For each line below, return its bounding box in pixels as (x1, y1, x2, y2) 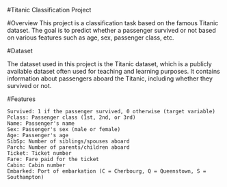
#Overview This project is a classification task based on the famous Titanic (7, 19, 219, 27)
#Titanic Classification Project (7, 6, 92, 14)
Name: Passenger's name (7, 120, 75, 127)
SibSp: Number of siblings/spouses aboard (7, 138, 130, 145)
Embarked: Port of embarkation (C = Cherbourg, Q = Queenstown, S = (7, 168, 206, 175)
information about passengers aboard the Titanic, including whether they (7, 74, 213, 83)
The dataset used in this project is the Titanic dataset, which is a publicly (7, 60, 212, 68)
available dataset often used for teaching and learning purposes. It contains (7, 68, 220, 75)
